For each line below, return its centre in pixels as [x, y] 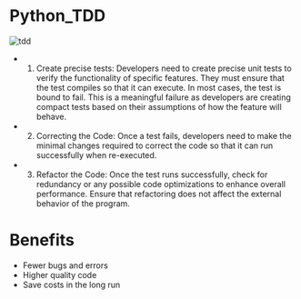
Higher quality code [60, 274]
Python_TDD [58, 16]
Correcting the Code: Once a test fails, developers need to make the [164, 135]
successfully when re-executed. [96, 154]
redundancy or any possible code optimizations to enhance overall [161, 184]
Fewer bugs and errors [65, 265]
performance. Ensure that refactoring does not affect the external [159, 194]
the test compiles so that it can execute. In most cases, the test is [159, 87]
